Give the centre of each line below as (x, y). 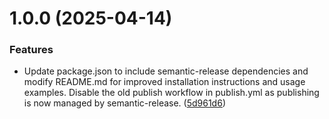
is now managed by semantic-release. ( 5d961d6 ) (124, 103)
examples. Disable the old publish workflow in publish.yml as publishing (171, 93)
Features (31, 50)
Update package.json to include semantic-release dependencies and (166, 71)
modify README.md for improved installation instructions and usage (164, 82)
